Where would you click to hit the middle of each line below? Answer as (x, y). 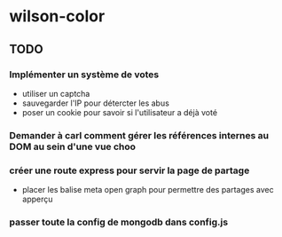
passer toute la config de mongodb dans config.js (119, 222)
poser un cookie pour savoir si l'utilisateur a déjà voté (120, 112)
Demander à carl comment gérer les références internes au (139, 135)
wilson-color (57, 16)
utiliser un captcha (56, 93)
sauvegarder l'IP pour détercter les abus (96, 103)
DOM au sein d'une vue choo (72, 146)
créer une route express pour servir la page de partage (129, 170)
